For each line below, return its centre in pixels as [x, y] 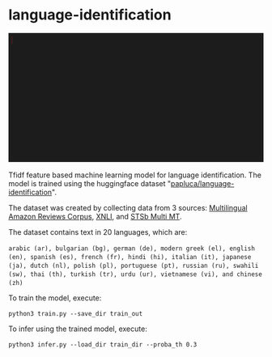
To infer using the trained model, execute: [78, 329]
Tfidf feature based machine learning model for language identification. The [135, 175]
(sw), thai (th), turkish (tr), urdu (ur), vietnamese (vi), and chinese [136, 274]
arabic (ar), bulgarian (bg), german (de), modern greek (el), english [132, 249]
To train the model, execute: [55, 298]
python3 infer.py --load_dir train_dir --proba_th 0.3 [103, 345]
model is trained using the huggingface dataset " [90, 184]
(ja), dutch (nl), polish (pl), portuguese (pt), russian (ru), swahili [134, 266]
